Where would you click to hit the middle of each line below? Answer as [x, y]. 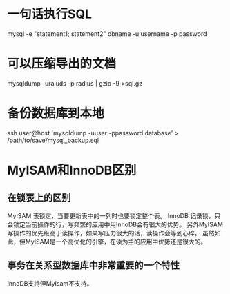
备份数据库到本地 [56, 114]
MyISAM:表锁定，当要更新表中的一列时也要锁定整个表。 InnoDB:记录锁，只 [114, 215]
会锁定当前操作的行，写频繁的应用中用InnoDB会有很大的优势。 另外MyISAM [115, 224]
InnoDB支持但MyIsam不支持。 [50, 283]
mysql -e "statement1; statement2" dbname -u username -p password [107, 33]
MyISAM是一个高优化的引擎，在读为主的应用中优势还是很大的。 [116, 242]
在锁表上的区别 [39, 198]
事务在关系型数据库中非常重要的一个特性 [93, 265]
